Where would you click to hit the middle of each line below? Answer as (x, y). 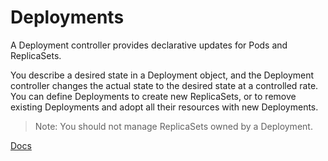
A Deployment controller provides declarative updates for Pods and (149, 45)
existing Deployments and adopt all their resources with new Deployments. (164, 107)
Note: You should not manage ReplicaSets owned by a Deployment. (173, 126)
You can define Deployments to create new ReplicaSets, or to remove (153, 96)
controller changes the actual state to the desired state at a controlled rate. (164, 85)
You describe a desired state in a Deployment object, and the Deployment (162, 75)
